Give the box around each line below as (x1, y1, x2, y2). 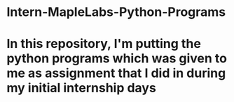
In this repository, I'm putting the (6, 36, 201, 52)
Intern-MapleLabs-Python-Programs (6, 4, 226, 20)
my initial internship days (6, 80, 157, 96)
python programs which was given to (6, 51, 227, 67)
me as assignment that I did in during (6, 65, 226, 81)
